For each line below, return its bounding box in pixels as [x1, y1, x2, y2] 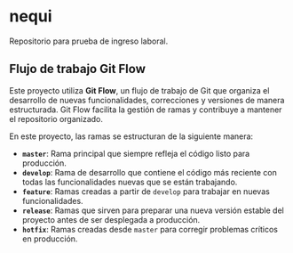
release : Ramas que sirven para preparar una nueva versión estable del [21, 205, 284, 216]
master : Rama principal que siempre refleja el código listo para [21, 148, 250, 159]
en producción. [21, 233, 78, 244]
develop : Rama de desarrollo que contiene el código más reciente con [21, 167, 278, 177]
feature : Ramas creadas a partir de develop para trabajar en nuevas [21, 185, 271, 197]
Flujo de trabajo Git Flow [9, 61, 146, 77]
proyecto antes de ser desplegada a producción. [21, 214, 201, 224]
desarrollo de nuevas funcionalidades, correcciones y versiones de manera [9, 94, 285, 105]
